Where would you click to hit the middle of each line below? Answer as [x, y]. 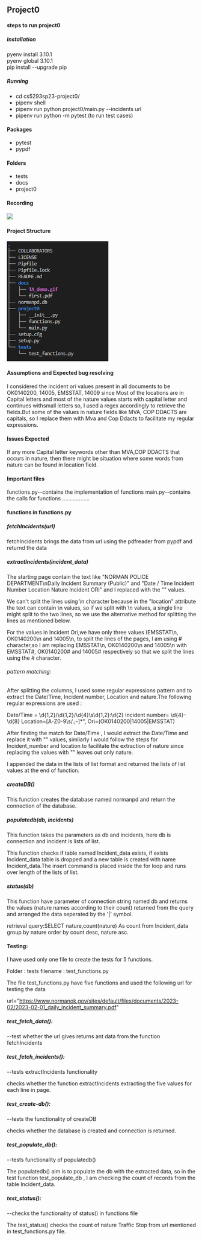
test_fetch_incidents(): [36, 1056]
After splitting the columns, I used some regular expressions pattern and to [99, 691]
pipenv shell [30, 103]
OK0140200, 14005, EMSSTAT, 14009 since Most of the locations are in [95, 392]
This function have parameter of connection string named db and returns [97, 901]
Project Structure [29, 231]
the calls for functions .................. [48, 499]
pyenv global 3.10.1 [30, 60]
